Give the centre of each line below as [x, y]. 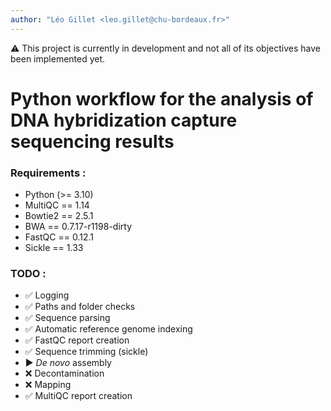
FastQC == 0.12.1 [59, 237]
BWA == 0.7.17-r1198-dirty [78, 227]
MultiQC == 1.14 [57, 205]
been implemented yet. [58, 58]
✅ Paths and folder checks [80, 307]
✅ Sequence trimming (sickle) [86, 352]
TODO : [28, 274]
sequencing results [92, 141]
